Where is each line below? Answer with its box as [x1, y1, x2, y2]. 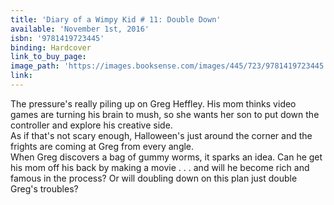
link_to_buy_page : [10, 52, 87, 62]
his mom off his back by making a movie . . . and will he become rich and [10, 161, 310, 173]
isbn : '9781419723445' [10, 33, 105, 43]
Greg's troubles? [10, 182, 79, 195]
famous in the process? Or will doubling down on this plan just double [10, 172, 298, 184]
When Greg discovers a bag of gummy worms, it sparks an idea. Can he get [10, 151, 323, 163]
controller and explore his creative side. [10, 119, 173, 131]
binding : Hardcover [10, 42, 92, 53]
